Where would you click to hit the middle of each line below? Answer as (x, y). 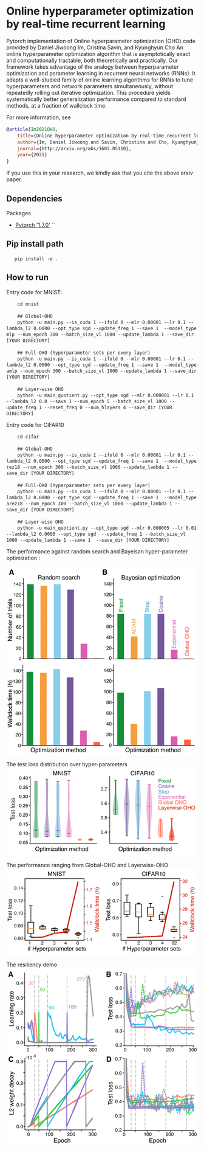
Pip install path (35, 244)
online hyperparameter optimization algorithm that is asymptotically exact (98, 54)
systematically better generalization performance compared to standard (96, 99)
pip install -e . (36, 259)
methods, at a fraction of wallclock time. (57, 105)
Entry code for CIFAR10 (36, 424)
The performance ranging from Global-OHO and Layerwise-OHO (87, 865)
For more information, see (39, 117)
